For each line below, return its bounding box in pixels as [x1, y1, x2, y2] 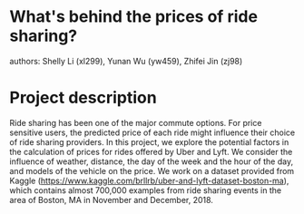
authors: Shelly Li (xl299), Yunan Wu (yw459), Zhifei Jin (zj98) [9, 55, 243, 66]
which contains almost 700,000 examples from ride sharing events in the [9, 184, 282, 196]
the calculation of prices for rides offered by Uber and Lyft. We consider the [9, 146, 293, 157]
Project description [9, 88, 157, 108]
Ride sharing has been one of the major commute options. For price [9, 117, 262, 128]
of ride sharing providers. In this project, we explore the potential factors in [9, 136, 289, 147]
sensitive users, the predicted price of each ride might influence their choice [9, 127, 296, 138]
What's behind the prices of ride [9, 6, 259, 27]
